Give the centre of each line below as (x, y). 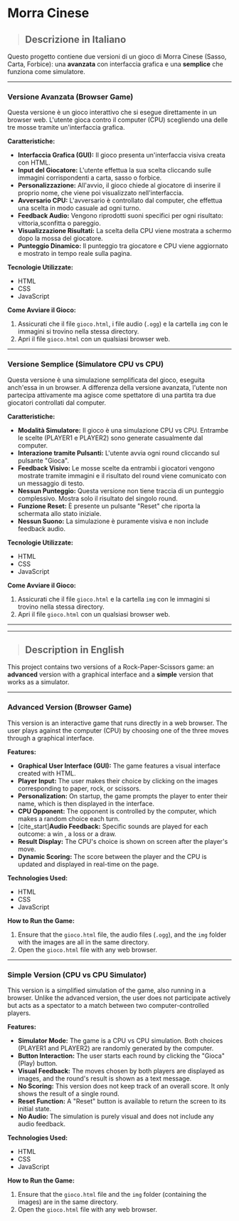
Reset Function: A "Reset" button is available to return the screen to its (122, 1101)
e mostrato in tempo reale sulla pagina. (75, 254)
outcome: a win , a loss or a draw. (67, 834)
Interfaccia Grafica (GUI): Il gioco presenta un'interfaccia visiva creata (121, 155)
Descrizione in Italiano (75, 40)
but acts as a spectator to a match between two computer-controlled (108, 1005)
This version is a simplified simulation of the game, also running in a (107, 990)
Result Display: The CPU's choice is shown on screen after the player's (123, 841)
